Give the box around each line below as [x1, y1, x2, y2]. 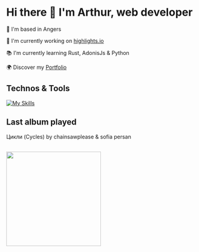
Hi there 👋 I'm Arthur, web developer [6, 5, 193, 19]
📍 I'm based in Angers [6, 25, 62, 33]
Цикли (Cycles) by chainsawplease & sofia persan [6, 133, 131, 140]
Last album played [6, 117, 77, 128]
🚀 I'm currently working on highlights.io [6, 37, 104, 44]
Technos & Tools [6, 83, 70, 94]
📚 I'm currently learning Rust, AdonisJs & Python [6, 49, 130, 56]
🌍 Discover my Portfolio [6, 63, 67, 71]
